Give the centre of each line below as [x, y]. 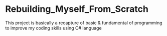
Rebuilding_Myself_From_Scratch [77, 9]
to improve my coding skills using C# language [53, 28]
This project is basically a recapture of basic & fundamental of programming [84, 23]
